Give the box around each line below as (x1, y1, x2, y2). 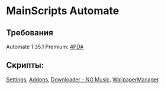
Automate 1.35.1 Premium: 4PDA (6, 43, 84, 50)
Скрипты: (6, 60, 44, 70)
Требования (6, 28, 53, 38)
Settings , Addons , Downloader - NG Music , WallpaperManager (6, 75, 159, 83)
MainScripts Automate (6, 4, 119, 18)
